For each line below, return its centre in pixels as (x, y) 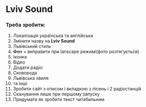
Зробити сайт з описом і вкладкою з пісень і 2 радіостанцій (77, 89)
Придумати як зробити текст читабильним (59, 99)
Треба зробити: (26, 25)
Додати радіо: (28, 67)
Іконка (20, 57)
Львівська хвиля (31, 78)
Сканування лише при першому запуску (56, 94)
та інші (20, 83)
